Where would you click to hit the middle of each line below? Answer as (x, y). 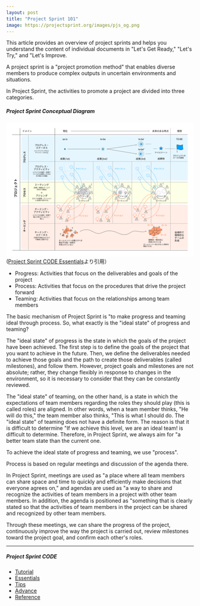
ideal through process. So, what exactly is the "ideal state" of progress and (98, 323)
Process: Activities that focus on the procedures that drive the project (100, 286)
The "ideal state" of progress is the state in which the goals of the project (96, 341)
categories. (20, 98)
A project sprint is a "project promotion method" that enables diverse (91, 67)
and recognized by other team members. (56, 513)
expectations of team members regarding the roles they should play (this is (98, 402)
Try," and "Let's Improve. (37, 55)
